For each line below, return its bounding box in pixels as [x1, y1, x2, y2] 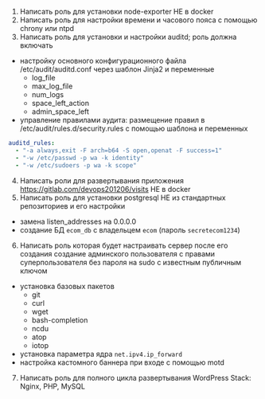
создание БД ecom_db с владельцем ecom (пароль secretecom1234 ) [19, 225, 240, 234]
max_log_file [31, 81, 73, 91]
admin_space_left [31, 107, 90, 116]
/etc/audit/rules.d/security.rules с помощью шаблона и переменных [19, 123, 248, 133]
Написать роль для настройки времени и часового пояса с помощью [19, 15, 258, 25]
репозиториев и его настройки [19, 201, 126, 210]
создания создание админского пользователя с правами [19, 248, 216, 258]
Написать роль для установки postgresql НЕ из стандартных [19, 193, 226, 202]
